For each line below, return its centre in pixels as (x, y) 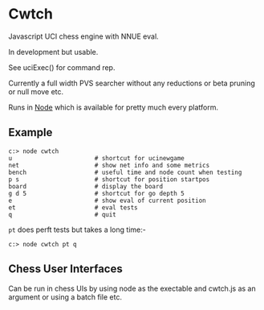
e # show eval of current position (107, 200)
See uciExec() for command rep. (62, 67)
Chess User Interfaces (65, 269)
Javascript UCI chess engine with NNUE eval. (83, 36)
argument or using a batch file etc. (65, 297)
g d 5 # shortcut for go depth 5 (96, 193)
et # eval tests (73, 207)
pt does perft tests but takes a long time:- (77, 229)
